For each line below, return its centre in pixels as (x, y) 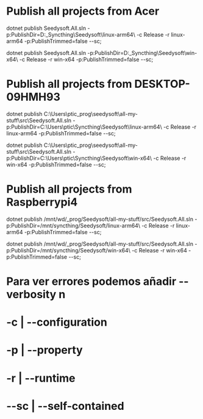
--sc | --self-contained (65, 406)
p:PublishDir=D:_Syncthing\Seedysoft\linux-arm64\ (71, 34)
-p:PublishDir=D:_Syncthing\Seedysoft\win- (142, 52)
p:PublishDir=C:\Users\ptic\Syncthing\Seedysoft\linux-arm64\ (84, 127)
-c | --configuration (57, 322)
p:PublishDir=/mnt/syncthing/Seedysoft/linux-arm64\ (73, 225)
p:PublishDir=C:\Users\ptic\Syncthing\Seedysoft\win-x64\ (79, 158)
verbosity (31, 295)
